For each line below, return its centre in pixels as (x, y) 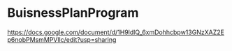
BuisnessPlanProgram (73, 13)
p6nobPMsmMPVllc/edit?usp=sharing (62, 39)
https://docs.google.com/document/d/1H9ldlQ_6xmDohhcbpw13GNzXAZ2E (116, 32)
